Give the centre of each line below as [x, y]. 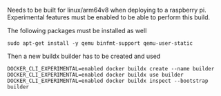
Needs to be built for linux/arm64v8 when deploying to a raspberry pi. [107, 10]
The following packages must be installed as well [77, 31]
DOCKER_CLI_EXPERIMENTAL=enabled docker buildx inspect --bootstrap [108, 81]
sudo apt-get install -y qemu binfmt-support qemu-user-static [100, 44]
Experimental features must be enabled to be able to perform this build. [109, 17]
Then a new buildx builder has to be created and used [84, 56]
